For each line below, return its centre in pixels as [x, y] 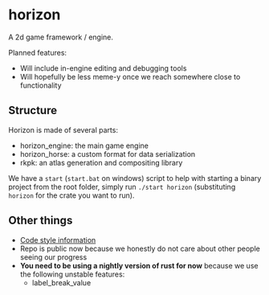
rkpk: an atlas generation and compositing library [101, 162]
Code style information [58, 240]
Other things [41, 221]
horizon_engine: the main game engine [84, 145]
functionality [41, 85]
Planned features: [37, 52]
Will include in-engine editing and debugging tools [103, 68]
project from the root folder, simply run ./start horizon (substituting [122, 186]
